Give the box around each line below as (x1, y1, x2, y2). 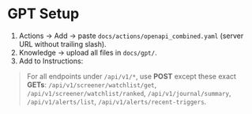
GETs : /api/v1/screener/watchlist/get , (26, 80, 157, 89)
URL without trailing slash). (18, 39, 107, 48)
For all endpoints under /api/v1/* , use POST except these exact (26, 71, 236, 81)
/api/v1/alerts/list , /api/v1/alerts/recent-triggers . (26, 97, 207, 106)
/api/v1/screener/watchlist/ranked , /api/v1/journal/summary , (26, 88, 231, 97)
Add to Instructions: (18, 56, 84, 66)
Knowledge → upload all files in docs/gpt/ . (18, 47, 157, 57)
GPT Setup (7, 5, 80, 23)
